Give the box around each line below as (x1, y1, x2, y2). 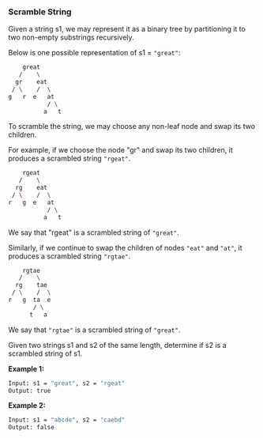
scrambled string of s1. (8, 349, 83, 358)
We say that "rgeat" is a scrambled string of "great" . (8, 228, 179, 237)
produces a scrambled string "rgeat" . (8, 153, 131, 164)
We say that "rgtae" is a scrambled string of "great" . (8, 325, 181, 334)
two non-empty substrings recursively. (8, 32, 134, 42)
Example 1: (8, 364, 45, 373)
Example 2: (8, 401, 46, 410)
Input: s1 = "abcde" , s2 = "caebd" (8, 416, 126, 425)
